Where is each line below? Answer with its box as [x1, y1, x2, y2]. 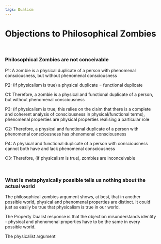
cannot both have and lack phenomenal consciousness [5, 146, 115, 151]
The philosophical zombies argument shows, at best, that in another [5, 194, 141, 200]
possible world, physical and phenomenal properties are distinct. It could [5, 199, 150, 205]
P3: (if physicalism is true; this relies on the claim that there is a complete [5, 106, 151, 112]
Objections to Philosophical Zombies [5, 28, 157, 39]
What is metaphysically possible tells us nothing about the [5, 176, 146, 183]
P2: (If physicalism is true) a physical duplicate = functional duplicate [5, 82, 143, 88]
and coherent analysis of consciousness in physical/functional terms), [5, 111, 145, 117]
